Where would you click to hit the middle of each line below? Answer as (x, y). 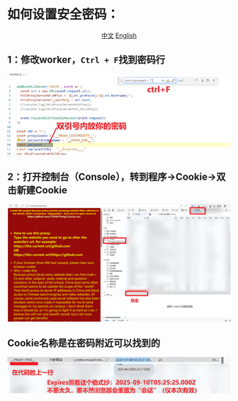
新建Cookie (42, 190)
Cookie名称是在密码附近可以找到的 (84, 343)
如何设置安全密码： (63, 14)
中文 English (119, 35)
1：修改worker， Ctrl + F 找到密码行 (86, 60)
